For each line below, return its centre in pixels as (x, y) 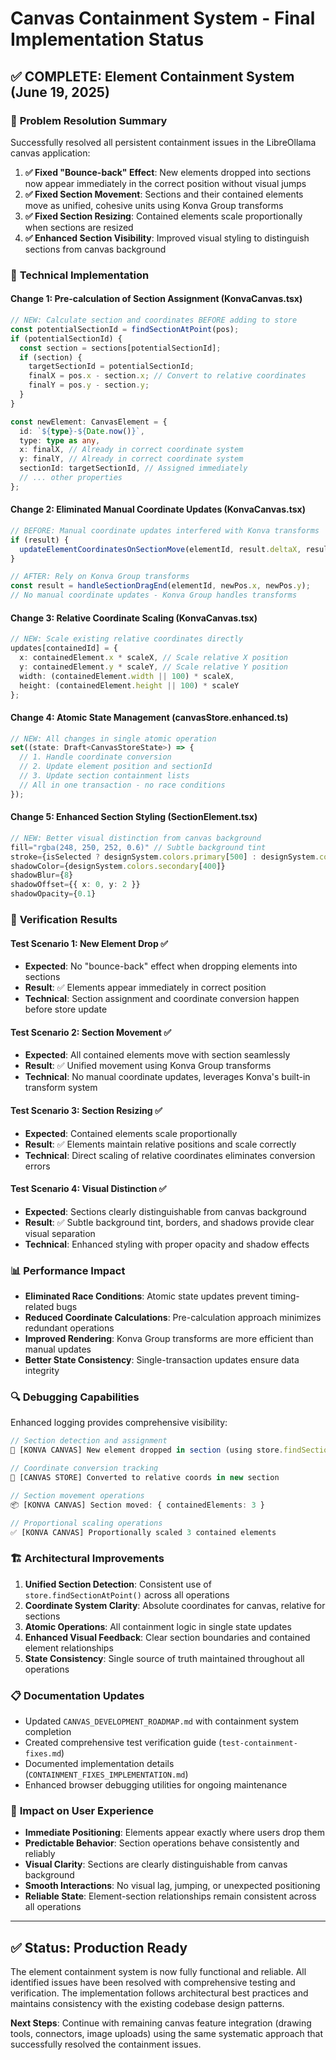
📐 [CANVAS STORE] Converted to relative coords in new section (145, 1478)
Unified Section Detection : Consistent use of (118, 1584)
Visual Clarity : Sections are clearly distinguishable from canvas (156, 1864)
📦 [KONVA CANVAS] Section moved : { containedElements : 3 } (137, 1505)
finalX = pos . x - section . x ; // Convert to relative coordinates (167, 376)
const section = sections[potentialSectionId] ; (120, 348)
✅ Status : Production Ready (99, 1947)
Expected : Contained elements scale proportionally (131, 1133)
